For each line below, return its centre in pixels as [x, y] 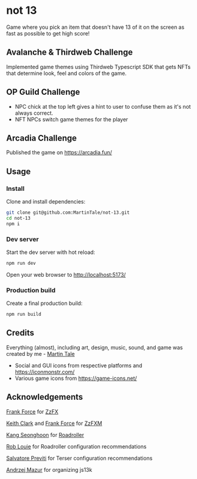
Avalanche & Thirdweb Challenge [69, 53]
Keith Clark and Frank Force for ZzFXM [54, 423]
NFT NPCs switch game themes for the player [72, 119]
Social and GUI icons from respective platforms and [78, 365]
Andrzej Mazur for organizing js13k [49, 469]
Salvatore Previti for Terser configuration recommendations [79, 458]
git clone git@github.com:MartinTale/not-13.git [68, 213]
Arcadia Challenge [42, 138]
